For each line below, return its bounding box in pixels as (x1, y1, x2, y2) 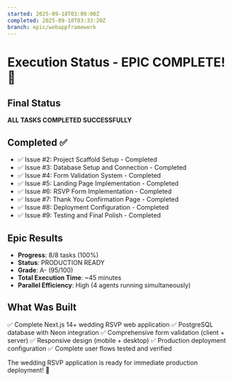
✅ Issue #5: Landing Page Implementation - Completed (17, 179, 179, 188)
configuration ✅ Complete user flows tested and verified (7, 344, 172, 353)
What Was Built (7, 302, 76, 314)
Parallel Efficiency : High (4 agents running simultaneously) (17, 281, 191, 289)
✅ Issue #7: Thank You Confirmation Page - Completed (17, 195, 179, 204)
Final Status (7, 97, 62, 109)
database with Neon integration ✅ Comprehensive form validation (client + (7, 328, 225, 336)
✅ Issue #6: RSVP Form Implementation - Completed (17, 187, 172, 195)
